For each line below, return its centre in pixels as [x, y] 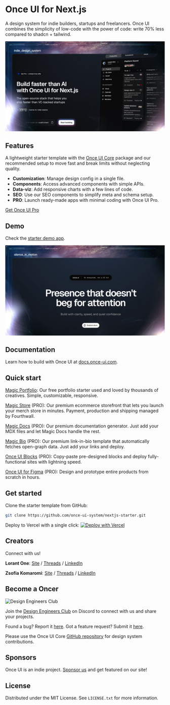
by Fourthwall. [20, 416]
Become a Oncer [32, 589]
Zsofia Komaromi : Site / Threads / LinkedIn [51, 573]
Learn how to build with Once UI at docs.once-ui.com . [61, 362]
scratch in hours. [23, 477]
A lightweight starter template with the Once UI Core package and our [78, 158]
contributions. [20, 641]
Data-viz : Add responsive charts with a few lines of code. [73, 190]
